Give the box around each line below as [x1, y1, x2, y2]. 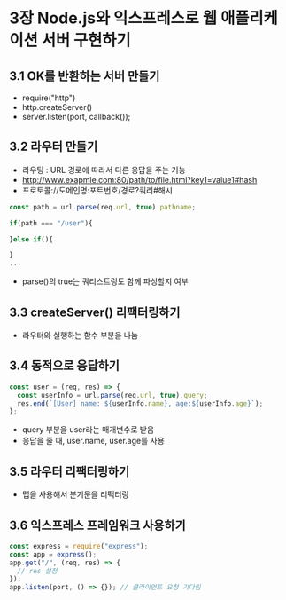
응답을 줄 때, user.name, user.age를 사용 [21, 436, 166, 446]
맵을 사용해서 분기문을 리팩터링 [21, 489, 129, 500]
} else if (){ [9, 234, 53, 244]
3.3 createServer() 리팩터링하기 [9, 304, 181, 320]
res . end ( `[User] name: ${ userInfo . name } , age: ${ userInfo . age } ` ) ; [17, 399, 264, 408]
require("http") [21, 92, 76, 103]
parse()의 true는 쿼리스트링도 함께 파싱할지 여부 [21, 276, 189, 287]
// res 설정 [17, 566, 58, 575]
